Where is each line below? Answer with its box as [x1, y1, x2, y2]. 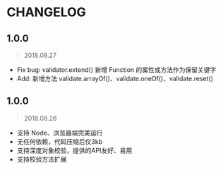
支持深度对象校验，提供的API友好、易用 [16, 146, 133, 154]
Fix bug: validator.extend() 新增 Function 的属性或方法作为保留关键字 [16, 66, 217, 74]
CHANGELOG [6, 4, 86, 20]
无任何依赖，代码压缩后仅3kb [16, 137, 103, 145]
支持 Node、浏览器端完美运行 [16, 128, 103, 137]
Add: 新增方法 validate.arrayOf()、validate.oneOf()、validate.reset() [16, 75, 213, 83]
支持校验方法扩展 [16, 154, 67, 163]
